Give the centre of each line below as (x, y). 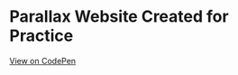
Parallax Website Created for (119, 17)
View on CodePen (43, 61)
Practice (41, 36)
